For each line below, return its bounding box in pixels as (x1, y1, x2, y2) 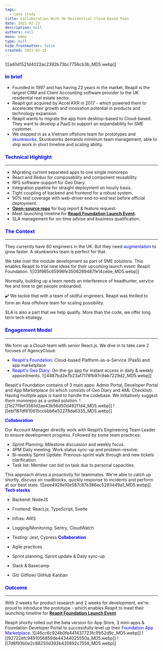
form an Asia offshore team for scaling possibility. (5, 300, 104, 306)
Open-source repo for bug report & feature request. (12, 206, 116, 211)
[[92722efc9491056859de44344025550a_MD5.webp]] (5, 635, 116, 641)
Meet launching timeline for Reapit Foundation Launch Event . (12, 211, 136, 217)
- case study (9, 12, 36, 17)
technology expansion (12, 110, 57, 116)
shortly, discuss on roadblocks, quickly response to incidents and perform (5, 477, 154, 482)
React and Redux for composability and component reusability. (12, 174, 138, 180)
